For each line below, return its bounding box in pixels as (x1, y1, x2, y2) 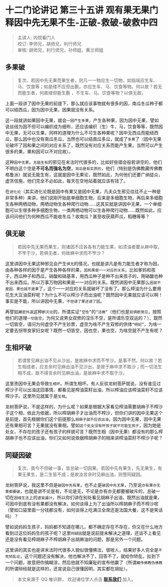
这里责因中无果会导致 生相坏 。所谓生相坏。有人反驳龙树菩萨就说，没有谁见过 (5, 381, 161, 387)
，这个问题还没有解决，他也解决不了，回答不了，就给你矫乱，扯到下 (19, 553, 160, 560)
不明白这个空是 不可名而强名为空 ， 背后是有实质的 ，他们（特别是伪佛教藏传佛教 (5, 165, 163, 171)
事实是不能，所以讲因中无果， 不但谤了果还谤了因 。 (5, 298, 105, 304)
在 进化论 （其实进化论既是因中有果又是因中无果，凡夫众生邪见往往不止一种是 (5, 188, 161, 194)
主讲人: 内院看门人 (17, 34, 55, 40)
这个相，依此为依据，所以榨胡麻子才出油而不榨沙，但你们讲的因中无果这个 (9, 410, 163, 416)
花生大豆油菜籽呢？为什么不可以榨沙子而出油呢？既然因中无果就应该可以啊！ (5, 292, 163, 298)
